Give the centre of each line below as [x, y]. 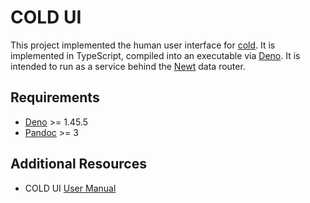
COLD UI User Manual [70, 188]
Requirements [55, 97]
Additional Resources [78, 164]
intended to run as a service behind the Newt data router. [128, 66]
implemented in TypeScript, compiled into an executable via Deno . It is [155, 55]
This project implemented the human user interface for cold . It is [143, 45]
